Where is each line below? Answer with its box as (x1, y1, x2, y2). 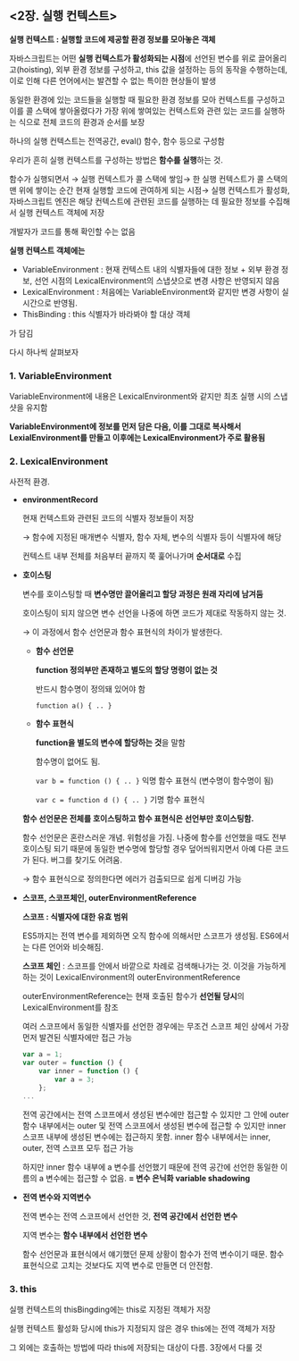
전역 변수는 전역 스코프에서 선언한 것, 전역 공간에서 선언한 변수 (21, 1210, 238, 1222)
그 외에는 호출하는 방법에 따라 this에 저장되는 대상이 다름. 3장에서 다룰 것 (9, 1341, 263, 1352)
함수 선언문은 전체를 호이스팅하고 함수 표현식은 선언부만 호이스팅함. (21, 813, 254, 824)
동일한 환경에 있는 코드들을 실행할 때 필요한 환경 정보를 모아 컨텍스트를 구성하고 (9, 94, 286, 105)
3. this (9, 1282, 37, 1295)
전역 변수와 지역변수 (21, 1191, 92, 1202)
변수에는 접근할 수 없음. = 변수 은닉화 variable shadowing (46, 1172, 251, 1183)
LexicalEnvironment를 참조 (21, 1002, 119, 1012)
